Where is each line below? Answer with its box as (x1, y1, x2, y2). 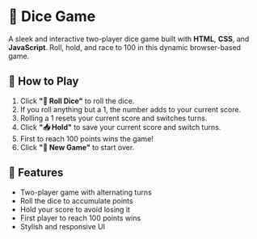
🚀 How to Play (8, 74, 79, 88)
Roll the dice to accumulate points (19, 195, 133, 205)
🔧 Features (8, 166, 64, 180)
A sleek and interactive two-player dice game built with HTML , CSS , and (8, 34, 250, 44)
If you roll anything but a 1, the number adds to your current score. (19, 104, 241, 114)
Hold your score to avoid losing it (19, 204, 131, 214)
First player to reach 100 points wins (19, 213, 141, 223)
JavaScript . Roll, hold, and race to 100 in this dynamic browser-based (8, 42, 241, 52)
